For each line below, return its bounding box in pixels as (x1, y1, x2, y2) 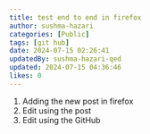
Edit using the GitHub (21, 114, 101, 125)
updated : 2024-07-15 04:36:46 (9, 63, 122, 72)
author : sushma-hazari (9, 21, 94, 30)
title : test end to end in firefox (9, 13, 142, 22)
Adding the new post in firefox (21, 96, 134, 106)
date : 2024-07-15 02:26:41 (9, 46, 110, 55)
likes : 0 (9, 71, 42, 80)
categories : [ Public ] (9, 29, 90, 38)
